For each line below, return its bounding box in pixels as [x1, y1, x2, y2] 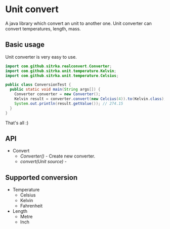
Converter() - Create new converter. [20, 153, 96, 159]
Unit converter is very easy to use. [5, 54, 77, 60]
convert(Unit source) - [20, 159, 67, 165]
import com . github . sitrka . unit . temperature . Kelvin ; [5, 68, 116, 73]
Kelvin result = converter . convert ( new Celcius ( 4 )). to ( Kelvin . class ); [14, 96, 166, 101]
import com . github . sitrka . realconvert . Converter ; [5, 63, 112, 69]
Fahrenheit [20, 203, 43, 209]
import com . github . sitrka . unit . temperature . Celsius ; [5, 73, 119, 78]
